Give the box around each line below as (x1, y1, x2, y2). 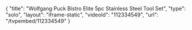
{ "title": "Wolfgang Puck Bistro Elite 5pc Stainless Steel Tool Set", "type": (5, 5, 186, 12)
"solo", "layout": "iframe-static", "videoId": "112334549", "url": (5, 11, 159, 18)
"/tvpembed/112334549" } (5, 18, 71, 24)
